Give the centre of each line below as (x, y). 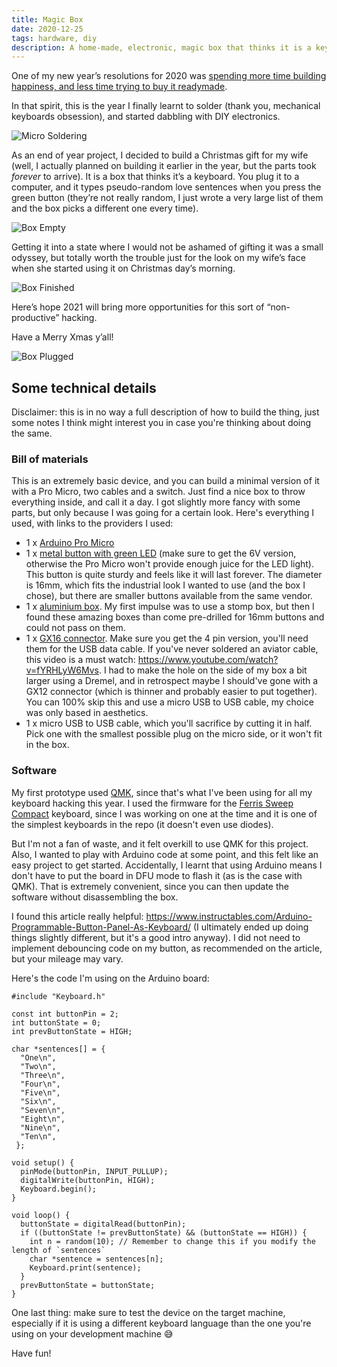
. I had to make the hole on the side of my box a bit (203, 670)
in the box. (47, 745)
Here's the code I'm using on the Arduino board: (110, 978)
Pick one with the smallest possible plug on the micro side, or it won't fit (174, 734)
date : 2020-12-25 (47, 29)
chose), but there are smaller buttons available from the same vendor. (169, 596)
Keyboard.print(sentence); (85, 1267)
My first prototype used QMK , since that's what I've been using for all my (162, 792)
